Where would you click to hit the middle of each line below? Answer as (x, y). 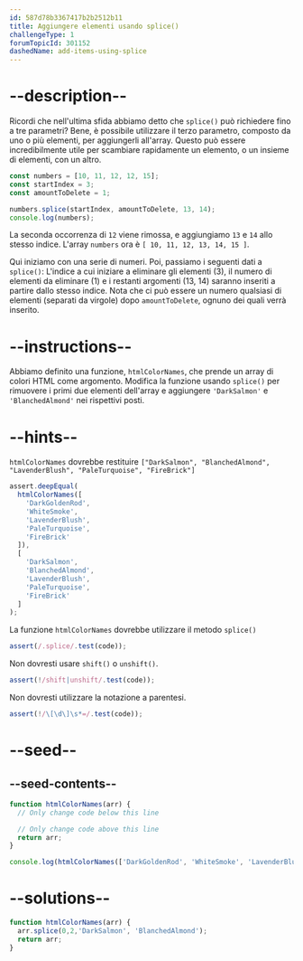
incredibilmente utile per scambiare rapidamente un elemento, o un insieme (150, 150)
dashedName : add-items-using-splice (78, 52)
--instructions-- (71, 347)
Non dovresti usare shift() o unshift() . (84, 664)
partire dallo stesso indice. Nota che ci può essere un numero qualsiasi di (146, 291)
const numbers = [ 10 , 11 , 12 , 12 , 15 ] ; (84, 176)
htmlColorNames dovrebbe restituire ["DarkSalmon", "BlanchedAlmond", (140, 462)
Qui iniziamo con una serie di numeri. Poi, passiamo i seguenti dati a (136, 262)
